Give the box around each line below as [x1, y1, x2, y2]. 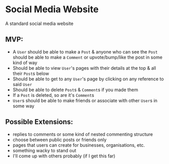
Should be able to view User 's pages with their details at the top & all [12, 65, 156, 71]
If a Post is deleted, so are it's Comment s [12, 92, 94, 98]
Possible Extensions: [5, 118, 73, 126]
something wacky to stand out [12, 147, 76, 153]
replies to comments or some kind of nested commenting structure [12, 131, 153, 137]
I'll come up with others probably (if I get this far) [12, 153, 116, 159]
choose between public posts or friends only [12, 136, 107, 143]
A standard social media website [5, 20, 74, 26]
